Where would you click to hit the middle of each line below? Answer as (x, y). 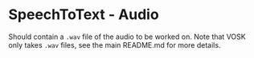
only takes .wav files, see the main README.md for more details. (115, 44)
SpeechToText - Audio (84, 15)
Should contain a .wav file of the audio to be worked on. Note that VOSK (127, 37)
